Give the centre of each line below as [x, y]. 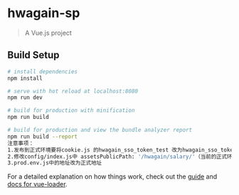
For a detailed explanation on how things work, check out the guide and [112, 176]
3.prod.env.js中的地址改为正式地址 [54, 163]
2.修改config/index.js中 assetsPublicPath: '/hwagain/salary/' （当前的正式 [117, 157]
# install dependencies [43, 72]
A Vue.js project [48, 33]
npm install [25, 78]
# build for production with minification [71, 111]
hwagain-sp [44, 13]
